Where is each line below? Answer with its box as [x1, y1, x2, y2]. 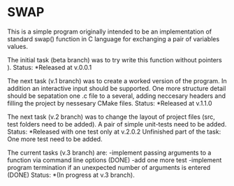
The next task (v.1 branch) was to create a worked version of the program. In [7, 76, 227, 85]
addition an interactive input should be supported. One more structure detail [7, 84, 226, 92]
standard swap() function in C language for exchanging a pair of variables [7, 34, 220, 43]
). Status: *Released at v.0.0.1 [7, 63, 92, 71]
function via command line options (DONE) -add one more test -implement [7, 155, 222, 164]
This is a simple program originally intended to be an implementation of [7, 27, 212, 36]
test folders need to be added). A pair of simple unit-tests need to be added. [7, 120, 227, 128]
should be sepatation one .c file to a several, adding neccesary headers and [7, 92, 226, 100]
